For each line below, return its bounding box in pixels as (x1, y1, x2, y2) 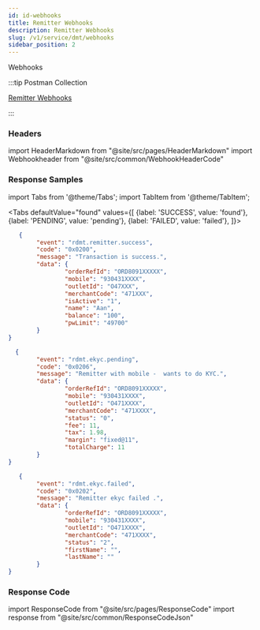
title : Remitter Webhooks (8, 19, 93, 27)
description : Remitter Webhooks (8, 26, 114, 34)
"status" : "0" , (64, 414, 114, 422)
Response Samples (8, 174, 84, 186)
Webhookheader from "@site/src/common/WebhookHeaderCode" (8, 155, 225, 164)
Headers (8, 128, 42, 139)
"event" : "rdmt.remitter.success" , (36, 238, 154, 246)
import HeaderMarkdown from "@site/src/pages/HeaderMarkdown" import (8, 146, 253, 156)
